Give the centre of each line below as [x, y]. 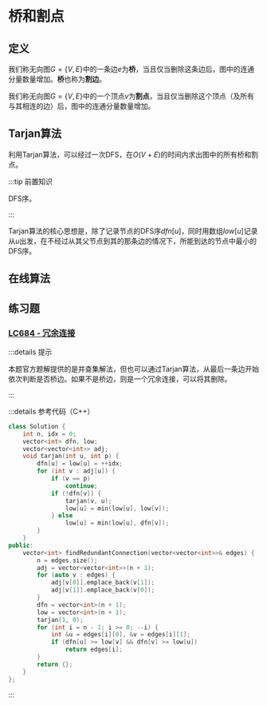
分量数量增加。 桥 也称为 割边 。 [57, 79]
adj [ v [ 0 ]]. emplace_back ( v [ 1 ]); [103, 583]
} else [62, 516]
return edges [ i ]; [94, 650]
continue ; [81, 486]
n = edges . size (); [67, 560]
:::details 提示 [30, 352]
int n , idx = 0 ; [50, 434]
